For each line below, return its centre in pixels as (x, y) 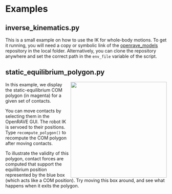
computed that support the (34, 164)
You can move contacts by (33, 111)
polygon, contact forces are (35, 158)
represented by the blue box (35, 175)
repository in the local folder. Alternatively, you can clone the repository (81, 51)
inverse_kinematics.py (42, 28)
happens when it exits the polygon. (42, 186)
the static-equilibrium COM (34, 90)
